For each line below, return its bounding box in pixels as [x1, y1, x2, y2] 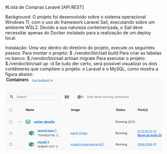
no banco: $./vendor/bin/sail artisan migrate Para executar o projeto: [5, 55, 146, 61]
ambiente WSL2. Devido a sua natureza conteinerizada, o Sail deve [5, 24, 143, 30]
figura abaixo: [5, 71, 34, 77]
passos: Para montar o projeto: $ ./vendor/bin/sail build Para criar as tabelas [5, 50, 162, 56]
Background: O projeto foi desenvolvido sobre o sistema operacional [5, 14, 146, 19]
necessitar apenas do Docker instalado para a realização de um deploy [5, 30, 151, 35]
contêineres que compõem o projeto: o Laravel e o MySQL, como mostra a [5, 66, 159, 72]
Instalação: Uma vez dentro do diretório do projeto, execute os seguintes [5, 45, 155, 50]
